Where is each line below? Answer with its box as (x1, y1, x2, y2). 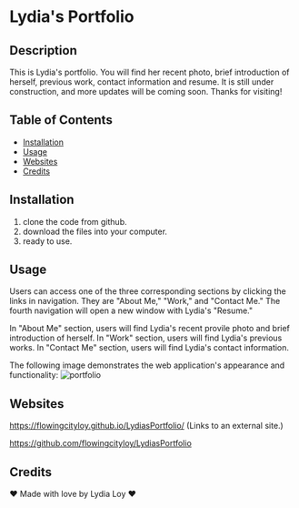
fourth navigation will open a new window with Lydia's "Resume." (9, 305, 253, 316)
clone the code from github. (22, 216, 127, 227)
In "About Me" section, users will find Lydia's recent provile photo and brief (9, 323, 291, 334)
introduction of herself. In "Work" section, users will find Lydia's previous (9, 332, 283, 343)
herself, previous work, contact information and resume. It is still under (9, 76, 274, 87)
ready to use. (22, 235, 73, 247)
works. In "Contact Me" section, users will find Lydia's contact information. (9, 342, 289, 353)
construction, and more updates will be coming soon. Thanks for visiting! (9, 86, 283, 97)
